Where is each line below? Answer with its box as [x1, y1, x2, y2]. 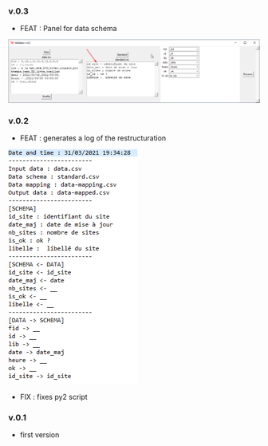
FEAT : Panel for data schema [19, 24, 117, 34]
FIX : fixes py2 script [19, 393, 88, 402]
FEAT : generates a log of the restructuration [19, 133, 167, 143]
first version [19, 430, 60, 440]
